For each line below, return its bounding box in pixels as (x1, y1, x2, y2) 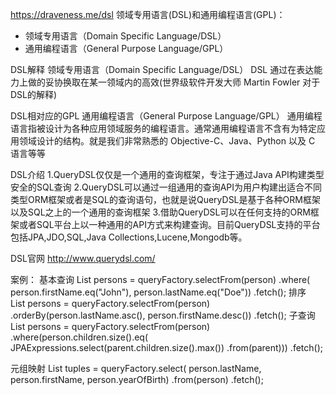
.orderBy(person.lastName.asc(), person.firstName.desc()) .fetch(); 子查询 (10, 309, 316, 321)
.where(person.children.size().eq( (10, 331, 149, 343)
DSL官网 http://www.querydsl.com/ (10, 253, 156, 264)
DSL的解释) (10, 89, 58, 100)
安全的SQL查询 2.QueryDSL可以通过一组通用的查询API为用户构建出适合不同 (10, 181, 323, 193)
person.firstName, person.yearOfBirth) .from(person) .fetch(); (10, 374, 264, 385)
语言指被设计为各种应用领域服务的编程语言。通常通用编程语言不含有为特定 (10, 123, 317, 134)
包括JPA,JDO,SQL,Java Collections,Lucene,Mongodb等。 (10, 231, 248, 243)
